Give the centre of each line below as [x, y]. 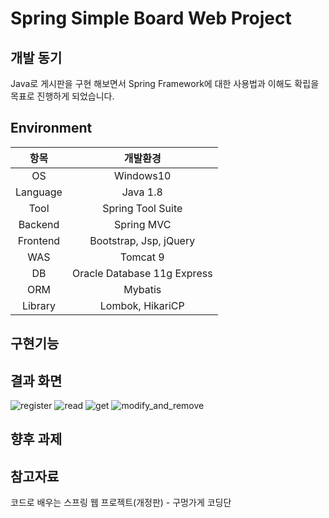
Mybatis [142, 289]
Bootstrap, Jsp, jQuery [142, 240]
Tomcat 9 [142, 257]
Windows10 [143, 175]
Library [38, 305]
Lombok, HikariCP [142, 305]
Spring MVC [143, 224]
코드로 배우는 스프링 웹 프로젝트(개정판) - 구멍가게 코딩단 [121, 503]
